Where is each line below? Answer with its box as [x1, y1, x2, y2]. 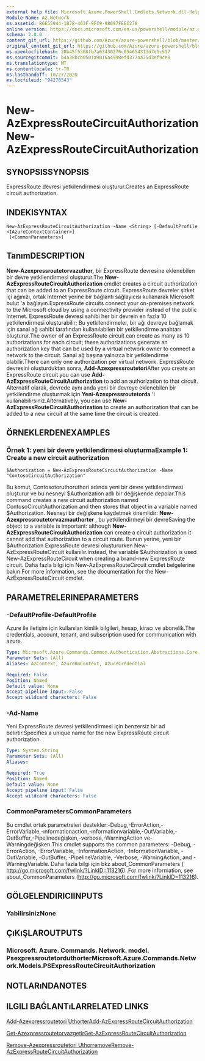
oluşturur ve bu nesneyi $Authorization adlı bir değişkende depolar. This [6, 490, 186, 497]
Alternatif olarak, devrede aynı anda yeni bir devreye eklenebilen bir [6, 383, 177, 391]
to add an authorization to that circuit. [103, 377, 198, 385]
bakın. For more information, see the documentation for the [6, 568, 154, 575]
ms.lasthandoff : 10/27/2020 [6, 72, 78, 78]
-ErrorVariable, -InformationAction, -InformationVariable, [37, 847, 180, 854]
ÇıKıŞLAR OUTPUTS [6, 928, 83, 939]
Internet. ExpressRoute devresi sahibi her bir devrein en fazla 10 [6, 312, 167, 320]
